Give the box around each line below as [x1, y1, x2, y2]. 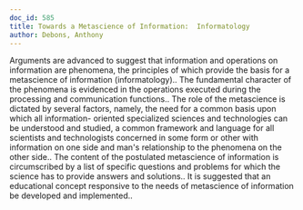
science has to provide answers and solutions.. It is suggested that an [9, 171, 271, 182]
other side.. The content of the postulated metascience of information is [9, 152, 279, 163]
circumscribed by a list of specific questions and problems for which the [9, 161, 280, 173]
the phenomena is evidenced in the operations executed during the [9, 84, 261, 95]
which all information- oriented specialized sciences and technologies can [9, 113, 288, 124]
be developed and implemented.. [9, 190, 134, 201]
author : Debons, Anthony [9, 30, 104, 39]
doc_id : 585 [9, 13, 55, 23]
